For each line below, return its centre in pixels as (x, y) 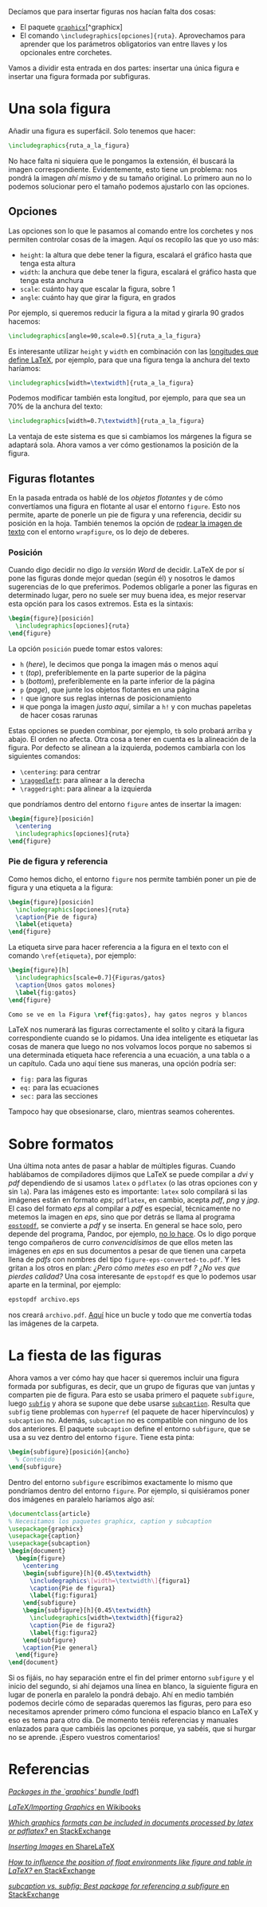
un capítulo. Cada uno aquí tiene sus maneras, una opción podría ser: (122, 1063)
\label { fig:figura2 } (63, 1633)
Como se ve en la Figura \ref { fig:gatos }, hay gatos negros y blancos (128, 1015)
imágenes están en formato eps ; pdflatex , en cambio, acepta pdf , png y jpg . (134, 1200)
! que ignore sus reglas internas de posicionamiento (106, 698)
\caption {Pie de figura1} (72, 1588)
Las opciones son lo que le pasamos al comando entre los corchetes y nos (131, 230)
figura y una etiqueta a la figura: (61, 888)
